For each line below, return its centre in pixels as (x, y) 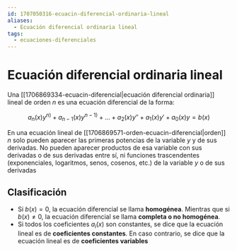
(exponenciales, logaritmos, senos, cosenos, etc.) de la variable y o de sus (116, 163)
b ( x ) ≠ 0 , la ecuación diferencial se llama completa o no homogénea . (119, 217)
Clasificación (37, 192)
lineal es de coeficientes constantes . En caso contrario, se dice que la (121, 233)
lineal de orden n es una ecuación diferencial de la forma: (91, 103)
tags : (15, 34)
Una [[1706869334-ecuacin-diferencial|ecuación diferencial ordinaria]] (111, 95)
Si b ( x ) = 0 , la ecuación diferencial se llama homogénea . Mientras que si (123, 209)
